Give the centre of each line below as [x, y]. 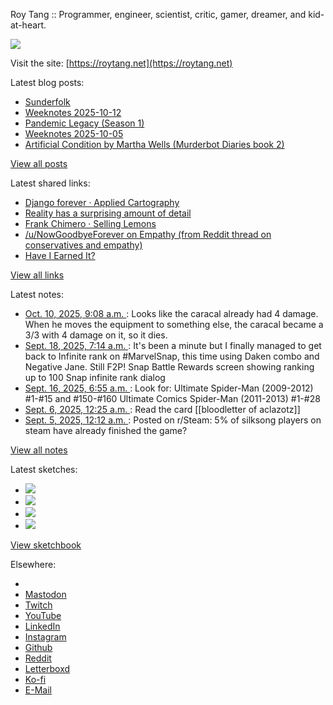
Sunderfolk [47, 102]
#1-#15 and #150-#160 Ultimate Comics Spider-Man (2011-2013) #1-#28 [172, 398]
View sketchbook [46, 545]
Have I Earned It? [60, 255]
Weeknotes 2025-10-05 [74, 133]
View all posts [39, 163]
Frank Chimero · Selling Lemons [90, 223]
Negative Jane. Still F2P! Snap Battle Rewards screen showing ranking [169, 367]
